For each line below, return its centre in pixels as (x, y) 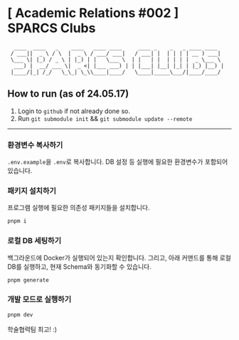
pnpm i (17, 221)
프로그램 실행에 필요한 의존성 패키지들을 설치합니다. (79, 208)
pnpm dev (20, 314)
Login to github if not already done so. (74, 111)
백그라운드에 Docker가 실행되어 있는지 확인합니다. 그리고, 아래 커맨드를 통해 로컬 (119, 257)
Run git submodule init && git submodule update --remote (105, 118)
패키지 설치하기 (32, 191)
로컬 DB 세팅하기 (34, 241)
